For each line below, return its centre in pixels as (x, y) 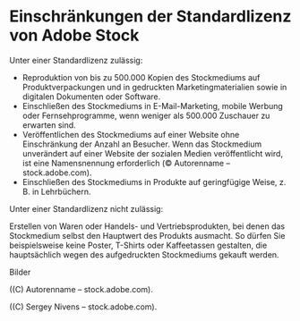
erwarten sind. (49, 125)
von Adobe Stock (74, 35)
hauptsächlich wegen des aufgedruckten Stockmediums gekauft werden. (144, 254)
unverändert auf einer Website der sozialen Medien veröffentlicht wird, (153, 153)
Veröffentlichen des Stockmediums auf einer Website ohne (131, 134)
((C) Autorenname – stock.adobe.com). (81, 289)
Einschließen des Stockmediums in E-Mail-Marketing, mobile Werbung (153, 106)
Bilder (20, 272)
